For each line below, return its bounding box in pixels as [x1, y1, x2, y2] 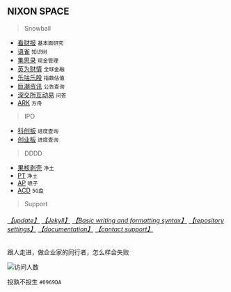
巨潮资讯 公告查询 [17, 82, 65, 90]
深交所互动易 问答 [17, 91, 67, 99]
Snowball [24, 24, 51, 32]
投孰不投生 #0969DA [7, 278, 62, 286]
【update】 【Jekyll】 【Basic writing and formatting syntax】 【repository [7, 216, 225, 225]
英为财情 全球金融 [17, 64, 65, 72]
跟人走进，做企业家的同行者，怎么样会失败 [7, 248, 129, 256]
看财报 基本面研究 [17, 38, 64, 47]
